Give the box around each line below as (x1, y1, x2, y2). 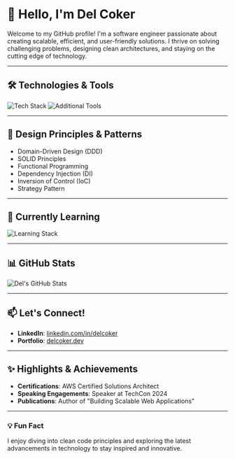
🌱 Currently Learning (7, 211, 100, 223)
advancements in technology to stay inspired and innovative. (7, 444, 183, 453)
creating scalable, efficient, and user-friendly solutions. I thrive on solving (7, 36, 220, 45)
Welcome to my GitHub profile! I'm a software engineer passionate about (7, 29, 218, 38)
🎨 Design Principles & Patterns (7, 129, 143, 141)
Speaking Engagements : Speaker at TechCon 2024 (17, 389, 168, 397)
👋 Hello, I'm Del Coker (7, 6, 136, 22)
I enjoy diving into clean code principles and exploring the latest (7, 437, 192, 445)
